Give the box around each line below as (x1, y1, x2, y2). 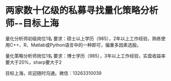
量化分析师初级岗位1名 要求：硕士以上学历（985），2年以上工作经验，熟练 (5, 35, 161, 42)
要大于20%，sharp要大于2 (5, 59, 62, 65)
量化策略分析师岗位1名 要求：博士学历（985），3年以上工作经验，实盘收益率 (5, 52, 166, 59)
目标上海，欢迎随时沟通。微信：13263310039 (5, 70, 102, 76)
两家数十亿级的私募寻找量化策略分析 (5, 5, 159, 16)
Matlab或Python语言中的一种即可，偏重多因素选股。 (30, 42, 142, 48)
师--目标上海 (5, 17, 59, 29)
